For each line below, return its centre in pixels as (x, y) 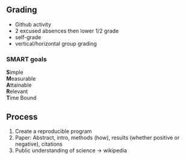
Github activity (33, 24)
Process (22, 117)
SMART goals (26, 59)
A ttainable (19, 85)
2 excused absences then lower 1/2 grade (67, 31)
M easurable (21, 79)
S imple (15, 72)
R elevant (17, 91)
